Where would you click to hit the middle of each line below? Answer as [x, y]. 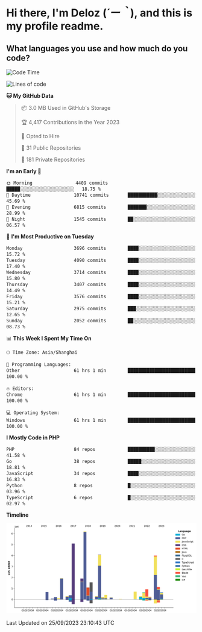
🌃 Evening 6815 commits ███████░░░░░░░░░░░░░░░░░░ [101, 207]
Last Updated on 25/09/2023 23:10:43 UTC [60, 622]
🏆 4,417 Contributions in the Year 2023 [70, 122]
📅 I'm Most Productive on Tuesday [50, 236]
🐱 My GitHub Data [30, 96]
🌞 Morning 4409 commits [57, 183]
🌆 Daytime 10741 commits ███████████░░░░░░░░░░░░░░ [101, 195]
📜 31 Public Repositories [51, 148]
